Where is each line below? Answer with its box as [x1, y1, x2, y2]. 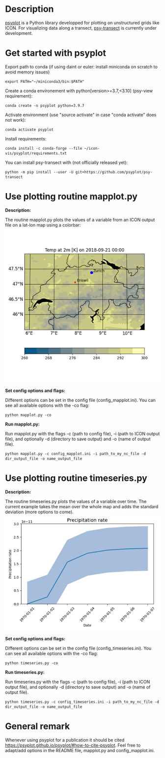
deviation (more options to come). [5, 509, 74, 515]
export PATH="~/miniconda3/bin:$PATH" [5, 79, 84, 84]
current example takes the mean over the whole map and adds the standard [5, 503, 159, 509]
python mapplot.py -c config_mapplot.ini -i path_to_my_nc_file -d [5, 451, 146, 456]
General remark [5, 721, 70, 732]
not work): [5, 117, 26, 123]
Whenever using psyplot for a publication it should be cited [5, 737, 125, 743]
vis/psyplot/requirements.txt [5, 151, 67, 156]
